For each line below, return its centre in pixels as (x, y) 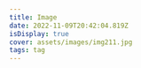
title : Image (33, 17)
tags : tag (27, 50)
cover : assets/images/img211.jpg (71, 42)
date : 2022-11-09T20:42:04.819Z (69, 26)
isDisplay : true (39, 34)
